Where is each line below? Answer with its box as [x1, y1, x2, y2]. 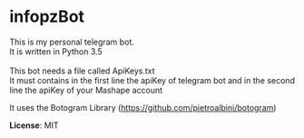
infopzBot [9, 6, 84, 27]
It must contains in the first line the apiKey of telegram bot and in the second [9, 74, 295, 85]
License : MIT [9, 120, 59, 131]
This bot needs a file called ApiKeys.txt [9, 65, 156, 76]
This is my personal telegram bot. [9, 36, 134, 47]
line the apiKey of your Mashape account [9, 84, 163, 95]
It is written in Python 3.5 [9, 45, 103, 56]
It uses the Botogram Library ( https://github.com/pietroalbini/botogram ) [9, 102, 277, 113]
